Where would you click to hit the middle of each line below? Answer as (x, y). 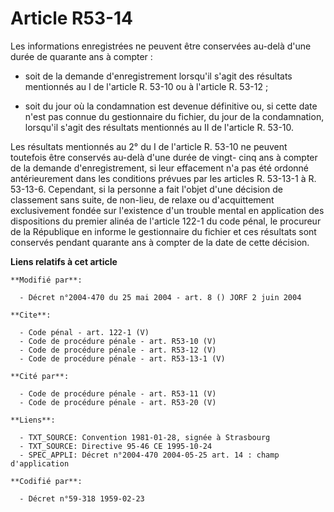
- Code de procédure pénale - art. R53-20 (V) (118, 402)
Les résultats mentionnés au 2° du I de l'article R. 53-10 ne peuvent (149, 146)
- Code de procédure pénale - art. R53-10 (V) (118, 341)
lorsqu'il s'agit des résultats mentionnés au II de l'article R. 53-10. (159, 127)
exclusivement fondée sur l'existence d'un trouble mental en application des (167, 210)
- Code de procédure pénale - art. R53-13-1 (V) (122, 358)
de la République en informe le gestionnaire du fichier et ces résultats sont (163, 231)
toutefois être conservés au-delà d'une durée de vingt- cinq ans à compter (164, 157)
